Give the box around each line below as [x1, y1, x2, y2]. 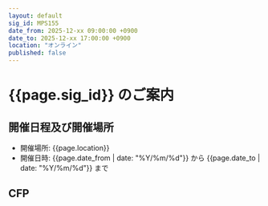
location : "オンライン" [8, 42, 82, 50]
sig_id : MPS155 [8, 19, 59, 27]
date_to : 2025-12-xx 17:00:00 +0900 [8, 34, 131, 42]
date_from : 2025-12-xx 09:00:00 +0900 [8, 26, 138, 34]
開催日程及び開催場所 [8, 120, 114, 134]
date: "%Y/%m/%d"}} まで [19, 164, 109, 172]
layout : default [8, 11, 63, 20]
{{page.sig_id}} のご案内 [8, 86, 175, 104]
